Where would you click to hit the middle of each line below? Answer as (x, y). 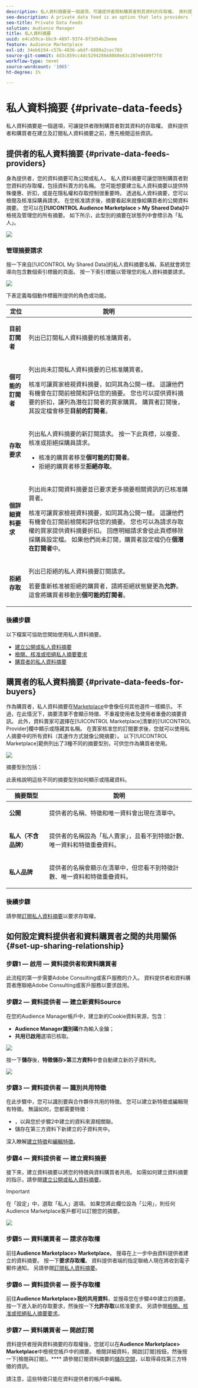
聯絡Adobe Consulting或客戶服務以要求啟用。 (77, 985)
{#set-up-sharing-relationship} (65, 946)
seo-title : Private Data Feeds (44, 22)
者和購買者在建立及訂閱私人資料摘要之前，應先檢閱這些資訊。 (81, 133)
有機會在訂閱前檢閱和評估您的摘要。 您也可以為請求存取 (106, 522)
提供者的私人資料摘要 (45, 153)
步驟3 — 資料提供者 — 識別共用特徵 (56, 1088)
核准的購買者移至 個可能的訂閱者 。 (86, 458)
